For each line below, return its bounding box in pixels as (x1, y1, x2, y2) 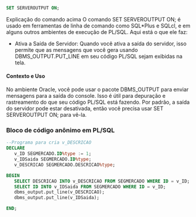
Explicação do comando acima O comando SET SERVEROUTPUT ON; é (6, 15, 181, 23)
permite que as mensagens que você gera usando (14, 46, 138, 53)
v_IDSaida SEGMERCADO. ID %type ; (14, 156, 92, 162)
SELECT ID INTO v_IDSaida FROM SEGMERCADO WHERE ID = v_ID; (14, 184, 166, 190)
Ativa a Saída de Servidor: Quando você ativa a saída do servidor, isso (14, 40, 187, 47)
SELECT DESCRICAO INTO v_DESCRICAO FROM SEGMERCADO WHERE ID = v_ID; (14, 178, 190, 184)
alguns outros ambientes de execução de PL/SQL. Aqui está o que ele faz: (6, 28, 188, 35)
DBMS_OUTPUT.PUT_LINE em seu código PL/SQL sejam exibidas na (14, 52, 183, 60)
